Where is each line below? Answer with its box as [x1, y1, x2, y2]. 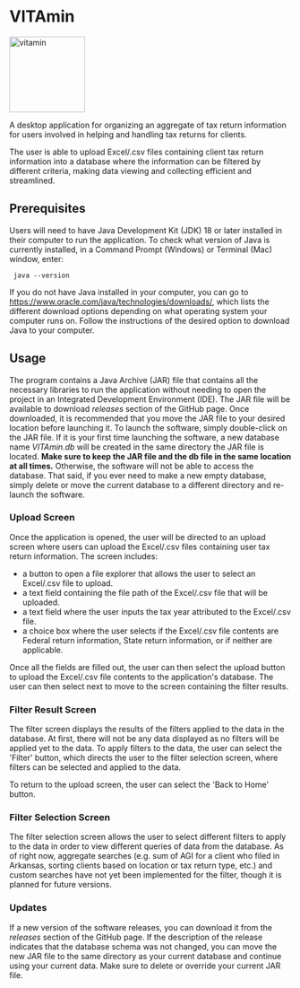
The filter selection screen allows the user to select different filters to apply [9, 832, 287, 843]
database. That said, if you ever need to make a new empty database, [9, 469, 267, 481]
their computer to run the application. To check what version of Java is [9, 234, 270, 245]
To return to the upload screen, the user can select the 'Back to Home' [9, 779, 270, 791]
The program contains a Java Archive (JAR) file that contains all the [9, 374, 259, 385]
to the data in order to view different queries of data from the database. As [9, 841, 284, 852]
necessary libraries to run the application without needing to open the [9, 384, 267, 395]
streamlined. [9, 175, 56, 186]
